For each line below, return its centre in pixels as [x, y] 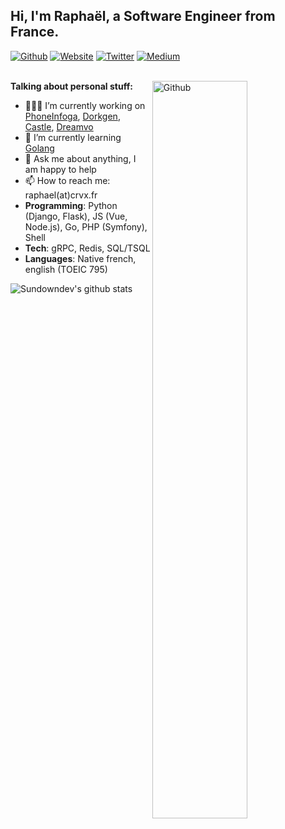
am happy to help [60, 169]
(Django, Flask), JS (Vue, [76, 216]
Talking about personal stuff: [71, 86]
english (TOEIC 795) [66, 269]
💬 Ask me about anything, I [80, 158]
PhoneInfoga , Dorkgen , [72, 116]
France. [35, 32]
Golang [39, 148]
